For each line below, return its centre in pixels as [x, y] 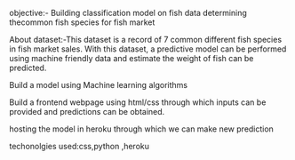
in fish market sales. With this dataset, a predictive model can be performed [148, 49]
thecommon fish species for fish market [82, 22]
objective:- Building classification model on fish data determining [128, 13]
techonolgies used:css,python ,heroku [79, 146]
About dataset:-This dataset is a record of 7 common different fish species [146, 40]
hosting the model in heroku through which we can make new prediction [141, 129]
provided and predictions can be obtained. [87, 112]
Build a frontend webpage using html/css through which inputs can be [138, 102]
